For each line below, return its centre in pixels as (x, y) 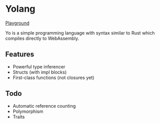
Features (20, 54)
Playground (17, 23)
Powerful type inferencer (39, 66)
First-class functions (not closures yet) (53, 78)
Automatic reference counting (44, 106)
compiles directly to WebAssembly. (42, 38)
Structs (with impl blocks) (40, 72)
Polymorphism (28, 111)
